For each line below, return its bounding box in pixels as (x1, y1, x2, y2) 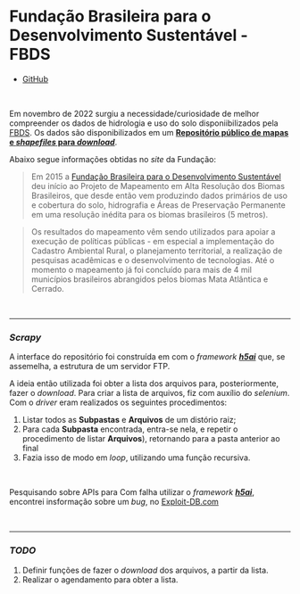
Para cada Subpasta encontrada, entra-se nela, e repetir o (21, 424, 238, 434)
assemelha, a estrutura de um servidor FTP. (9, 361, 171, 372)
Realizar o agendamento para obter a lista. (21, 573, 179, 585)
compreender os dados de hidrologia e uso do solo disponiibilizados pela (9, 118, 279, 128)
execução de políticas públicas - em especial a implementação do (30, 235, 275, 246)
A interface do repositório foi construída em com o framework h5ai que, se (9, 351, 286, 362)
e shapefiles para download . (9, 136, 118, 147)
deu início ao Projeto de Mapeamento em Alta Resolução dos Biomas (30, 180, 286, 191)
